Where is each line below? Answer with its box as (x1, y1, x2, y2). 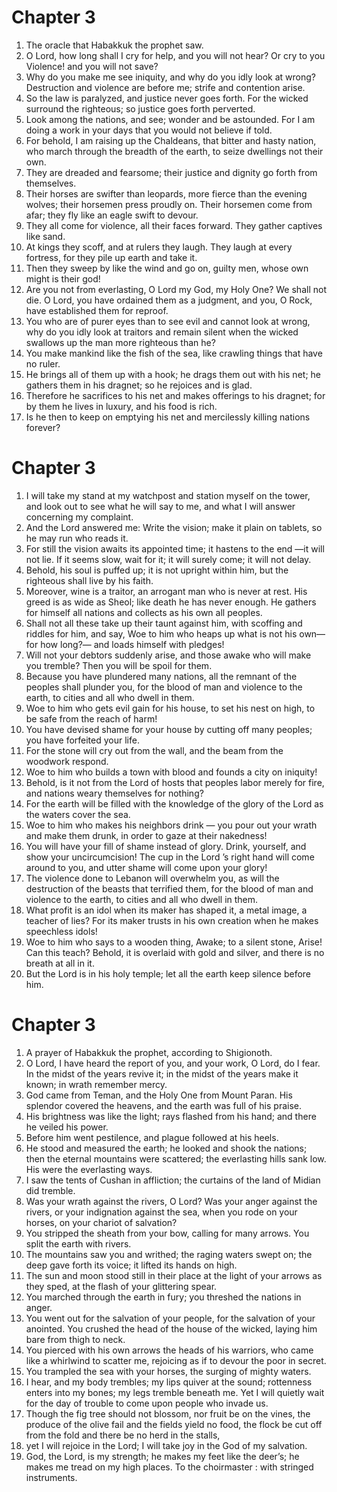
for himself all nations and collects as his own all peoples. (25, 606, 263, 618)
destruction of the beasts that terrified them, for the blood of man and (25, 882, 314, 895)
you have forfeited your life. (25, 734, 140, 746)
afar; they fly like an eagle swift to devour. (25, 209, 199, 221)
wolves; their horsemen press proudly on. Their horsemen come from (25, 198, 313, 210)
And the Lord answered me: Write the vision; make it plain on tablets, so (25, 521, 323, 533)
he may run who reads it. (25, 532, 129, 544)
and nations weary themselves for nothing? (25, 787, 204, 799)
